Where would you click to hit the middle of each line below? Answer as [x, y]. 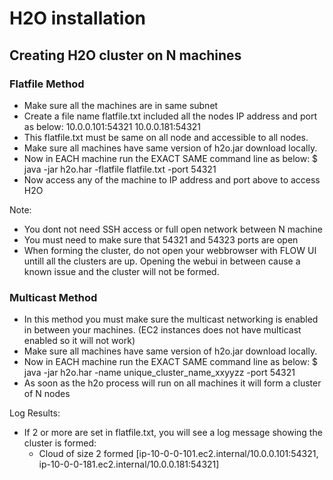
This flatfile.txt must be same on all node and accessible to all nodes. [166, 137]
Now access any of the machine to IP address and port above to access [172, 179]
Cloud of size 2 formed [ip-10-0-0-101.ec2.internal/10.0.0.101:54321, [178, 454]
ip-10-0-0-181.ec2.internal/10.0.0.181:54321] [129, 464]
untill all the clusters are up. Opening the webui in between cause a [162, 261]
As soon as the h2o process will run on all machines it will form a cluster [172, 383]
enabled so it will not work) [79, 341]
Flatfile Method [47, 84]
